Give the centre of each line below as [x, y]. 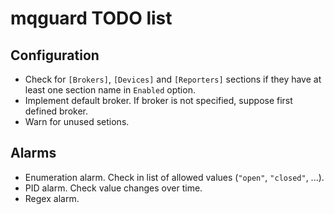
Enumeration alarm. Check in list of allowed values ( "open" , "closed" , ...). [174, 177]
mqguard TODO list [91, 18]
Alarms [33, 153]
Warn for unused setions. [77, 121]
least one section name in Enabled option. [110, 90]
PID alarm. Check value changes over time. [113, 188]
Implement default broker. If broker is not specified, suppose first [158, 100]
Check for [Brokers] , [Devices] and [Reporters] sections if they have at [173, 79]
